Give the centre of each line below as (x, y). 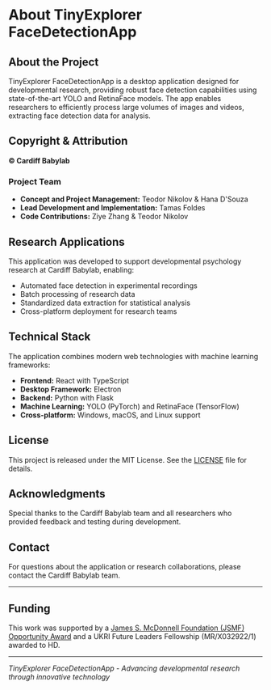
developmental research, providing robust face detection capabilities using (133, 90)
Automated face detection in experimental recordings (108, 286)
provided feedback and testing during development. (95, 522)
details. (21, 468)
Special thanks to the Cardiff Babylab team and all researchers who (120, 513)
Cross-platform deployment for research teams (98, 311)
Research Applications (67, 241)
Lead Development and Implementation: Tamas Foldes (113, 208)
